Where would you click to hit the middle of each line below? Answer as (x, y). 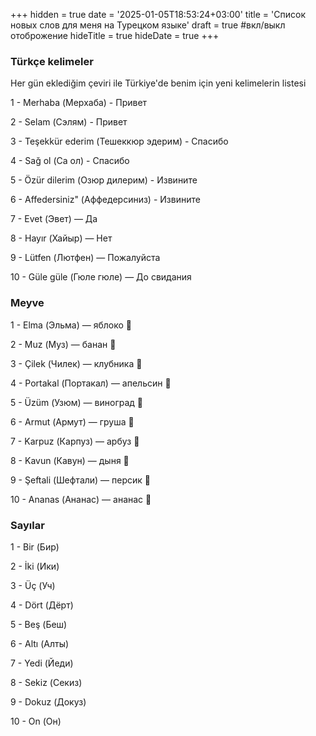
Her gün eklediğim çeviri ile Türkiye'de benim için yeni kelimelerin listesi (158, 83)
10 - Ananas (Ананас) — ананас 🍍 (81, 499)
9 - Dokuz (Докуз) (48, 701)
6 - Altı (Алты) (40, 643)
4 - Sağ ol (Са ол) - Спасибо (70, 161)
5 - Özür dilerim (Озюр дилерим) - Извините (104, 180)
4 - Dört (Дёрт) (42, 605)
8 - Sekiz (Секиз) (46, 682)
